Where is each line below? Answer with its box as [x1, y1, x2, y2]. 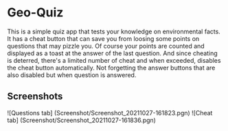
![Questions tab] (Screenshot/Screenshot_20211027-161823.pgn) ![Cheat [7, 108, 213, 117]
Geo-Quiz [7, 5, 64, 20]
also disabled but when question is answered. [7, 70, 137, 79]
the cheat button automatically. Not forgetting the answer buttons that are [7, 63, 216, 72]
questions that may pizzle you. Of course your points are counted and [7, 42, 205, 50]
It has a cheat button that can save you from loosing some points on [7, 34, 200, 42]
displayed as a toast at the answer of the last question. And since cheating [7, 49, 218, 57]
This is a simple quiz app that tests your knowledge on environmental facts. [7, 27, 221, 35]
